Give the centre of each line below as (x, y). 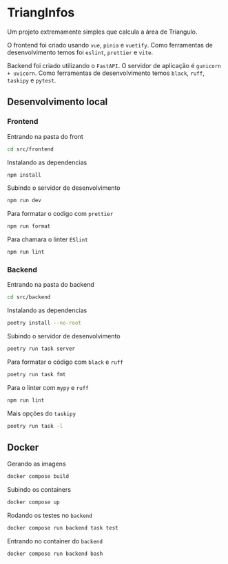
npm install (24, 175)
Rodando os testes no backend (50, 516)
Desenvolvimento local (58, 102)
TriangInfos (41, 13)
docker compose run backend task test (63, 528)
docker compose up (33, 502)
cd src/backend (29, 297)
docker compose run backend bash (55, 554)
